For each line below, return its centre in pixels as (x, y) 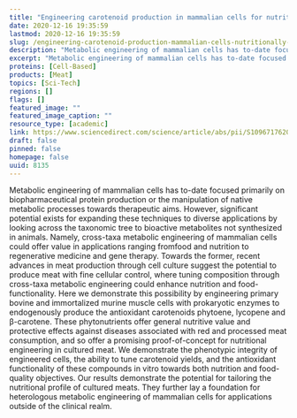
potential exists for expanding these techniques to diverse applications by (144, 218)
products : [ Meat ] (41, 75)
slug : (19, 42)
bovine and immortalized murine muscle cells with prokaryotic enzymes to (145, 303)
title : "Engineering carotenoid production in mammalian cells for (136, 17)
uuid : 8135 (29, 165)
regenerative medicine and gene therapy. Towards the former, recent (135, 256)
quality (22, 378)
